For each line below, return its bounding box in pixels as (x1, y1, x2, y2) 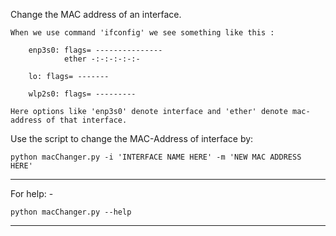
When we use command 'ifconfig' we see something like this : (10, 28, 275, 38)
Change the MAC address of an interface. (10, 9, 182, 20)
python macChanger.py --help (10, 207, 132, 217)
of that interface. (46, 115, 128, 125)
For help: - (10, 188, 54, 199)
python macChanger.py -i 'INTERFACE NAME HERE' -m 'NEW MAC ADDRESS (10, 152, 302, 162)
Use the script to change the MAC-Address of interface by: (10, 133, 254, 144)
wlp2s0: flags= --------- (28, 89, 137, 99)
